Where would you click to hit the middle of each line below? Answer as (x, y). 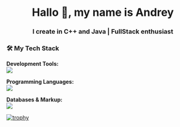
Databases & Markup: (35, 100)
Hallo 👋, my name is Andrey (103, 13)
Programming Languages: (40, 82)
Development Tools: (32, 64)
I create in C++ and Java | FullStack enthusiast (103, 32)
